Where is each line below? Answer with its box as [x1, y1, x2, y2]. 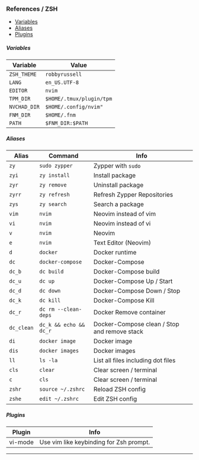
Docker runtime [94, 248, 137, 256]
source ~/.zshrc [39, 386, 85, 393]
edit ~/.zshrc [39, 395, 79, 403]
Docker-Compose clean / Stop [94, 320, 179, 329]
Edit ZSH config [94, 395, 137, 403]
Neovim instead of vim [94, 210, 156, 218]
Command [48, 152, 79, 160]
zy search [39, 201, 67, 208]
